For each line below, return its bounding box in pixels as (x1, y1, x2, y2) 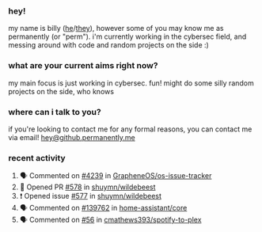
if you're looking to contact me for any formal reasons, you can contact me (8, 124, 253, 134)
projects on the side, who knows (8, 86, 115, 96)
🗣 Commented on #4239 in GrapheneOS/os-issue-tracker (19, 171, 212, 181)
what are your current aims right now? (8, 60, 158, 71)
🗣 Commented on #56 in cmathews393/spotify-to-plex (19, 215, 202, 225)
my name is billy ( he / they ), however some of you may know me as (8, 24, 224, 33)
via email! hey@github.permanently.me (8, 132, 136, 142)
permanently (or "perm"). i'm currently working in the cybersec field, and (8, 32, 247, 41)
